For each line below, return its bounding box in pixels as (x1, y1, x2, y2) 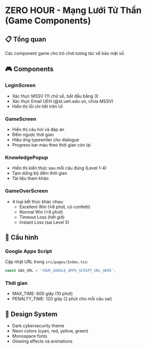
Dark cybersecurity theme (12, 323, 65, 329)
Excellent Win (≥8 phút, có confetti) (19, 204, 91, 210)
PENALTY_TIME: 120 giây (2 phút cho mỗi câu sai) (12, 296, 113, 302)
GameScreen (5, 116, 36, 122)
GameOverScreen (5, 187, 49, 194)
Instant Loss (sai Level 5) (19, 219, 69, 225)
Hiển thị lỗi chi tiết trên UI (12, 103, 63, 109)
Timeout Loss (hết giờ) (19, 214, 65, 220)
